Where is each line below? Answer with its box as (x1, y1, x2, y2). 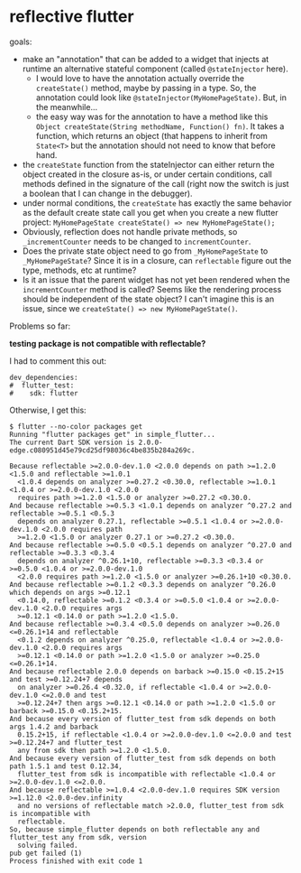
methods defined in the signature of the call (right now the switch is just (22, 178, 290, 189)
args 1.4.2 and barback (9, 722, 99, 731)
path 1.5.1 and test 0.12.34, (9, 761, 123, 771)
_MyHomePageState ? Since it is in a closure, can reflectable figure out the (22, 255, 292, 265)
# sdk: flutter (9, 388, 78, 398)
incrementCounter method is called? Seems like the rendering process (22, 283, 282, 294)
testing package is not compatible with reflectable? (9, 338, 206, 348)
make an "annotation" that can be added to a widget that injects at (22, 53, 269, 64)
